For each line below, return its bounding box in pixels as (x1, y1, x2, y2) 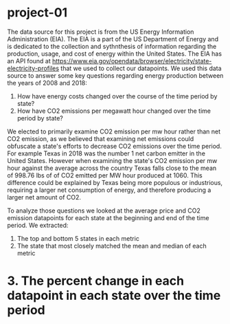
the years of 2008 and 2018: (7, 78, 88, 87)
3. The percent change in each (7, 273, 184, 289)
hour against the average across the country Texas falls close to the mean (7, 164, 217, 172)
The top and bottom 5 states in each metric (16, 234, 139, 242)
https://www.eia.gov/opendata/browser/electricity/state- (51, 56, 212, 65)
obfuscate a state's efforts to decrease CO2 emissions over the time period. (7, 142, 222, 150)
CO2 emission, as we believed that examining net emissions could (7, 134, 194, 142)
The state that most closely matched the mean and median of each (16, 241, 207, 250)
